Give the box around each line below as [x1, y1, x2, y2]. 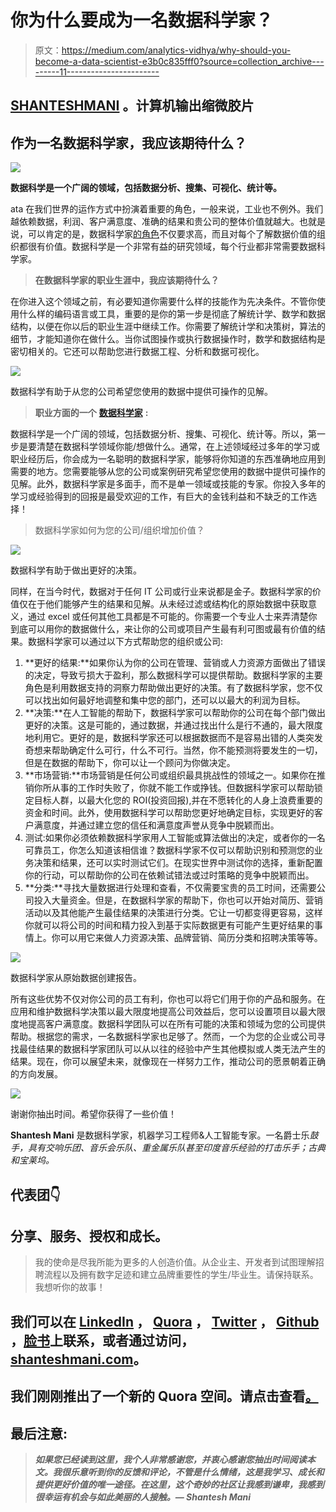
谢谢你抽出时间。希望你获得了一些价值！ [10, 1108, 177, 1120]
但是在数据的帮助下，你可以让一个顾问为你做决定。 [24, 757, 236, 769]
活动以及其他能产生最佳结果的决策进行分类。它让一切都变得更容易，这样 [24, 907, 323, 919]
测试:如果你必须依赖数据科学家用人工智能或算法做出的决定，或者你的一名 [24, 832, 326, 844]
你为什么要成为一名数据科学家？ [10, 9, 274, 32]
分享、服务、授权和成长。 [10, 1227, 168, 1245]
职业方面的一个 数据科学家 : [34, 407, 149, 419]
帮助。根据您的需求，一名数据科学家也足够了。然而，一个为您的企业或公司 [10, 1031, 317, 1043]
